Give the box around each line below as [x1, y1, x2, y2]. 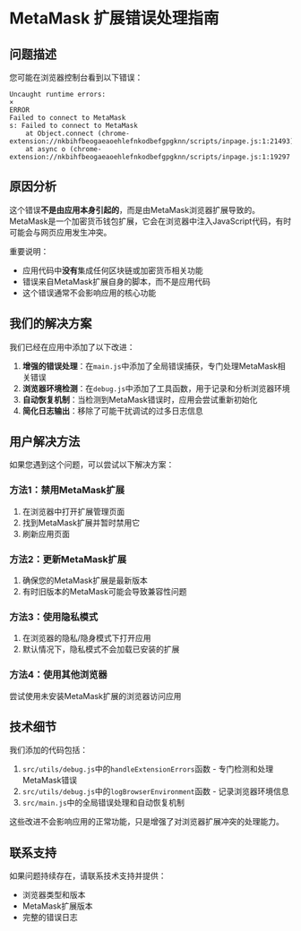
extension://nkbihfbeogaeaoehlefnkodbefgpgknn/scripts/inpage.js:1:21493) [9, 137, 295, 146]
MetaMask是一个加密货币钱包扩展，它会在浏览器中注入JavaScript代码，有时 [9, 216, 292, 226]
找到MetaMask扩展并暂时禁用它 [21, 517, 141, 528]
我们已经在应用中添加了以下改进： [9, 341, 135, 352]
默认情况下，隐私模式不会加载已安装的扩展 [21, 644, 180, 654]
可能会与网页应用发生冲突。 [9, 226, 112, 237]
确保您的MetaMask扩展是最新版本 [21, 575, 148, 586]
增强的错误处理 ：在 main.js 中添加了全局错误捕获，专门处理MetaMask [21, 360, 278, 372]
